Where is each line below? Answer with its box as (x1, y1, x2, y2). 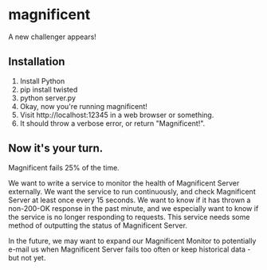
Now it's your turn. (8, 142, 104, 155)
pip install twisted (19, 84, 78, 94)
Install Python (19, 76, 65, 85)
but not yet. (8, 252, 46, 262)
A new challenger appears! (8, 32, 97, 41)
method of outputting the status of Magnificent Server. (8, 221, 187, 230)
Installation (8, 55, 65, 68)
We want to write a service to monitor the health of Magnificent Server (8, 178, 240, 188)
